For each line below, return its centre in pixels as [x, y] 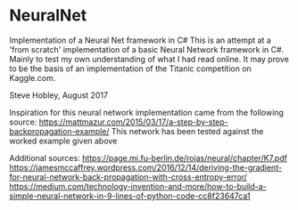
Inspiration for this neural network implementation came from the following [146, 112]
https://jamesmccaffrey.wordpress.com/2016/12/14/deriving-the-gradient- [146, 167]
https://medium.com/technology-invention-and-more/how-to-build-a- [138, 186]
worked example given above [63, 141]
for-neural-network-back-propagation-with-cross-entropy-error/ [128, 177]
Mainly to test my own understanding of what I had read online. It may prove [149, 59]
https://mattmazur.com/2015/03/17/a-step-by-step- [134, 122]
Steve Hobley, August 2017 [59, 95]
